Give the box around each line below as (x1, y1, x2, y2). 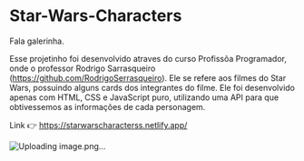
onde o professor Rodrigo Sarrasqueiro (9, 63, 156, 74)
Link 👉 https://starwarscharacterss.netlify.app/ (9, 119, 188, 130)
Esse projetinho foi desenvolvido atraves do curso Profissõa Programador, (9, 53, 288, 64)
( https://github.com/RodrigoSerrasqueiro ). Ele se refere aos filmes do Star (9, 72, 287, 83)
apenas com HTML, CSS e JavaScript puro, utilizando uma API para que (9, 92, 279, 103)
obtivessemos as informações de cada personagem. (9, 101, 206, 112)
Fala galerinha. (9, 35, 65, 46)
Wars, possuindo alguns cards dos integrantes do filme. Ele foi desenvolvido (9, 82, 295, 93)
